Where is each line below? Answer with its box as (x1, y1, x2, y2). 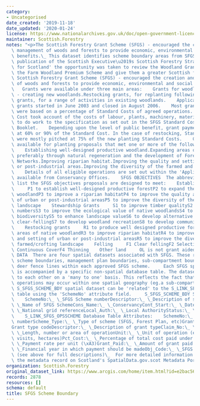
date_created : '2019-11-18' (6, 20, 76, 26)
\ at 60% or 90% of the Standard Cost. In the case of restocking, (11, 130, 183, 137)
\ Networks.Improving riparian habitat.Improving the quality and (11, 158, 180, 164)
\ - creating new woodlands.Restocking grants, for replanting (11, 92, 171, 98)
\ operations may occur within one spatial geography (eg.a (11, 280, 164, 286)
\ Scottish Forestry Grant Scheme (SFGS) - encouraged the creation (11, 75, 185, 81)
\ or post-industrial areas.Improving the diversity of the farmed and (11, 164, 193, 170)
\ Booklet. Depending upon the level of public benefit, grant (11, 125, 180, 131)
